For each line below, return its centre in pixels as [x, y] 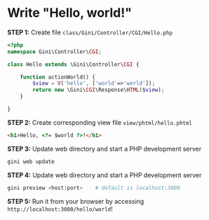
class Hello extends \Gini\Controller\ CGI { [73, 64]
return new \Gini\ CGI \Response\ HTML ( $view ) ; [99, 90]
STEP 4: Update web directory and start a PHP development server [104, 175]
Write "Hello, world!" [69, 13]
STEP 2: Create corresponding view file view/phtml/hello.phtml [100, 122]
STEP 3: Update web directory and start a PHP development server [104, 149]
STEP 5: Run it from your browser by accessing [76, 201]
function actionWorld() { [58, 77]
